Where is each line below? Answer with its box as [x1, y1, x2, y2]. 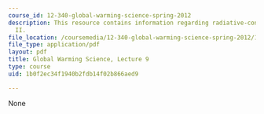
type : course [8, 63, 51, 71]
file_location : [8, 33, 58, 42]
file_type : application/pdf [8, 41, 101, 49]
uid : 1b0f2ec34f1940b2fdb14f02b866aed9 [8, 70, 139, 78]
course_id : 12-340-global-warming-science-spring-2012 [8, 11, 192, 20]
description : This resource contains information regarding [8, 19, 210, 27]
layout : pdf [8, 48, 47, 56]
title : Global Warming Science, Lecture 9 [8, 56, 149, 64]
